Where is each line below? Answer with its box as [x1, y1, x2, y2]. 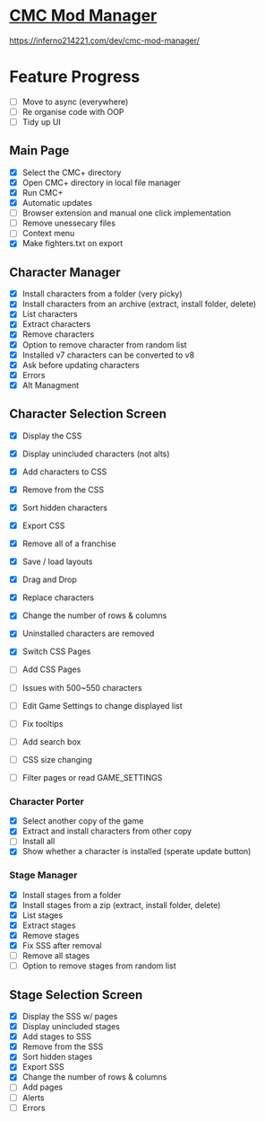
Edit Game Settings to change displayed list [21, 700, 184, 711]
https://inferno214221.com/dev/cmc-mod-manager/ [9, 35, 200, 46]
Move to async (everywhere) [21, 96, 129, 107]
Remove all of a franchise [21, 538, 116, 549]
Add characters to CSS [21, 466, 107, 477]
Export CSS [21, 520, 65, 531]
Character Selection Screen [9, 406, 167, 422]
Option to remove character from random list [21, 339, 187, 350]
